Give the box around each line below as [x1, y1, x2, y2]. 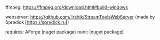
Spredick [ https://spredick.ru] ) [5, 19, 69, 25]
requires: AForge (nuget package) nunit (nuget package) [5, 29, 124, 34]
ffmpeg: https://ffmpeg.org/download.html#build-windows [5, 4, 128, 10]
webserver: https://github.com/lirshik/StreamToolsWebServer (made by [5, 14, 155, 19]
